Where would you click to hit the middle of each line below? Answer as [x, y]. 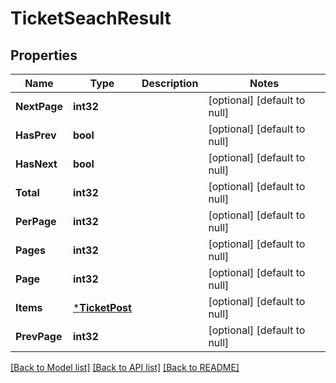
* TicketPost [102, 307]
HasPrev [36, 135]
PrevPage [39, 336]
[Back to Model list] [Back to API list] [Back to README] [125, 367]
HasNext [36, 164]
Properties [44, 55]
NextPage [39, 106]
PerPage [36, 221]
